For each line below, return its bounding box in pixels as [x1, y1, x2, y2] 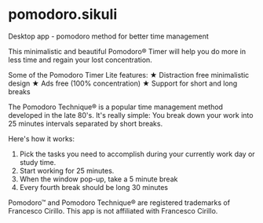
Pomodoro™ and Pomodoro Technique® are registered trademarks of [8, 198, 230, 207]
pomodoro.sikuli [8, 5, 118, 24]
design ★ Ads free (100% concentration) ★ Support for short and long [8, 79, 238, 88]
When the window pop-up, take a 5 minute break [19, 174, 178, 184]
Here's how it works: [8, 133, 75, 143]
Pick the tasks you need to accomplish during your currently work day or [19, 149, 255, 159]
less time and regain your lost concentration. [8, 55, 153, 64]
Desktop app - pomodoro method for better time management [8, 31, 210, 41]
